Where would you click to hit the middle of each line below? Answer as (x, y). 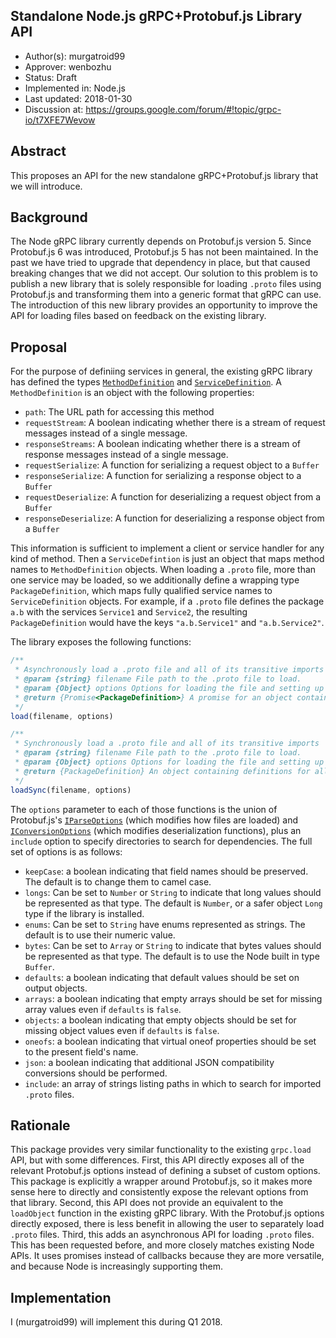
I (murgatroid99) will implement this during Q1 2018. (116, 1322)
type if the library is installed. (84, 913)
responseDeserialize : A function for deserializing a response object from (174, 518)
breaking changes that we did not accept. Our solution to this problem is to (164, 273)
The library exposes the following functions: (101, 642)
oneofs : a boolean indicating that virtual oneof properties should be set (170, 1041)
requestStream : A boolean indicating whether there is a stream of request (175, 423)
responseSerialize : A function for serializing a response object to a (163, 476)
